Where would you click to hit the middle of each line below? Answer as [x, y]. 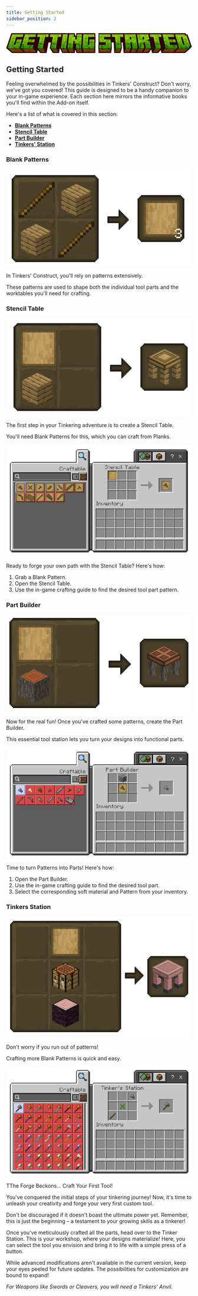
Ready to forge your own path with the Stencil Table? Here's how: [85, 566]
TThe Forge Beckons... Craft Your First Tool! [60, 1186]
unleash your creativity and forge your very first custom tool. [80, 1203]
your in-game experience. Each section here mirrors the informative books [97, 96]
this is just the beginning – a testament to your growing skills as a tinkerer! [96, 1221]
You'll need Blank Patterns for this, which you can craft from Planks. [88, 437]
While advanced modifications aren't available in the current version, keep [96, 1262]
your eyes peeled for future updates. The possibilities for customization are [98, 1269]
